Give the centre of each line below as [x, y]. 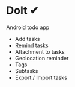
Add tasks [27, 39]
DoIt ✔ [22, 11]
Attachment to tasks [40, 51]
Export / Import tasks [41, 77]
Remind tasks [32, 45]
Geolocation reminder [42, 58]
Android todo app [28, 27]
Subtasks [26, 71]
